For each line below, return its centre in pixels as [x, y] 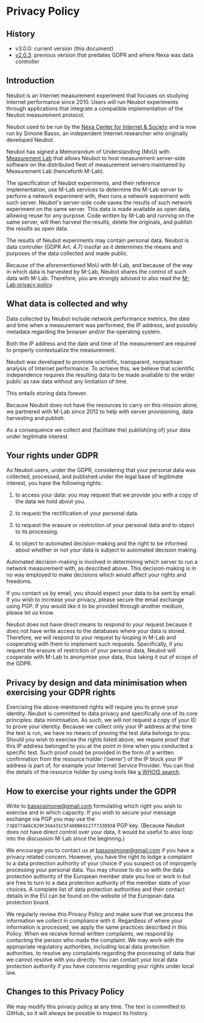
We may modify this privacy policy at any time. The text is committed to [96, 1006]
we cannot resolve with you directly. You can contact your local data [92, 960]
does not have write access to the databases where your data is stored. [96, 631]
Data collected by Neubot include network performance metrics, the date [98, 319]
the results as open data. [37, 228]
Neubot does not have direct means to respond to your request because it [99, 624]
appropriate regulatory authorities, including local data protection [88, 947]
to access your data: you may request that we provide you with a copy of [107, 495]
